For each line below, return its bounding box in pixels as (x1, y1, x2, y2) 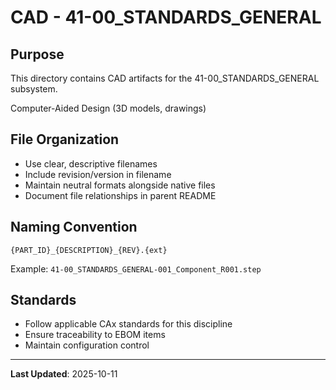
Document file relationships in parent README (24, 189, 217, 201)
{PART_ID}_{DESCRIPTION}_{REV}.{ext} (10, 245, 168, 255)
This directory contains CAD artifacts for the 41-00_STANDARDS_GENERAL (10, 72, 320, 84)
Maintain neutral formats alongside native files (24, 179, 216, 191)
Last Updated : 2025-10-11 (10, 368, 118, 380)
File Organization (10, 131, 120, 148)
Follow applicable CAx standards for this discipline (24, 318, 233, 330)
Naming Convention (10, 219, 138, 236)
